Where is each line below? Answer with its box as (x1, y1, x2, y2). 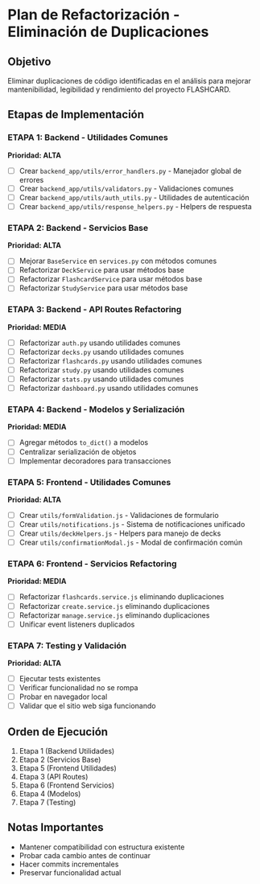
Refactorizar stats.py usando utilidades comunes (19, 374, 184, 384)
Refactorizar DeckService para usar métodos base (19, 265, 184, 275)
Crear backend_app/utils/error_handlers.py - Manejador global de (19, 166, 242, 175)
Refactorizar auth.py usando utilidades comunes (19, 338, 181, 347)
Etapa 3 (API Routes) (19, 772, 89, 782)
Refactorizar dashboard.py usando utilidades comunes (19, 384, 199, 393)
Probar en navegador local (19, 692, 108, 701)
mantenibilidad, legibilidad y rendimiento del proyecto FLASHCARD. (7, 84, 231, 94)
